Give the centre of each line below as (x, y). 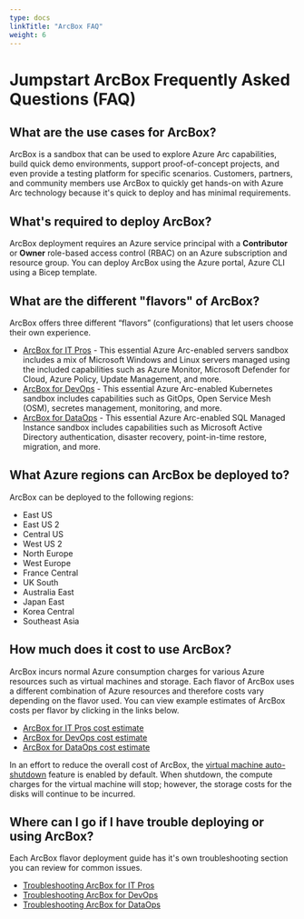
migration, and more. (62, 447)
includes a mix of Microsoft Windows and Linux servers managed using (156, 360)
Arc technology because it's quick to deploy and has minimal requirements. (150, 193)
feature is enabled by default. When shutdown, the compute (161, 774)
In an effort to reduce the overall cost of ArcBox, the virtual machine (136, 764)
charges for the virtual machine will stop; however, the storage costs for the (151, 784)
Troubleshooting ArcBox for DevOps (90, 895)
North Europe (48, 553)
